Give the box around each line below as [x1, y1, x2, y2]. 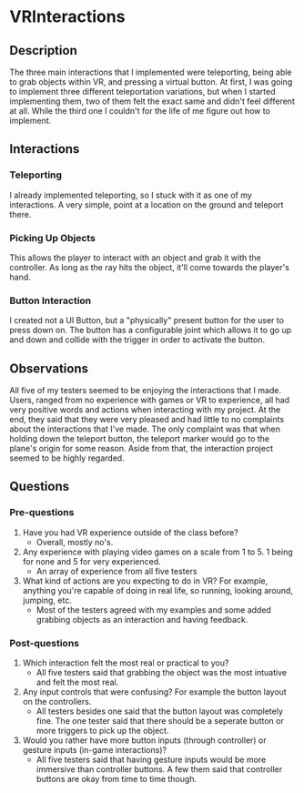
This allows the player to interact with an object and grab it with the [9, 252, 262, 263]
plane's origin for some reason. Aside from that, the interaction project [9, 443, 273, 454]
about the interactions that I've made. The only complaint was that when [9, 423, 280, 434]
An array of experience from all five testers [35, 565, 198, 576]
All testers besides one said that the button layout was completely [35, 706, 284, 717]
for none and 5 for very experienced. [22, 555, 161, 566]
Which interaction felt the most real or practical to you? [22, 657, 229, 668]
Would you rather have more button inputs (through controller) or [22, 735, 267, 746]
